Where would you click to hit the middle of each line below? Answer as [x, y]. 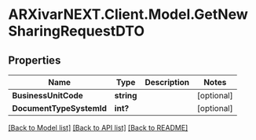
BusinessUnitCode [48, 96]
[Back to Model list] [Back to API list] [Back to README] [98, 128]
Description [167, 82]
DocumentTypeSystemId [60, 108]
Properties [35, 60]
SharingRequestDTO [77, 31]
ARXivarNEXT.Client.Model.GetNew [128, 15]
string [126, 96]
